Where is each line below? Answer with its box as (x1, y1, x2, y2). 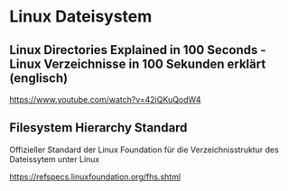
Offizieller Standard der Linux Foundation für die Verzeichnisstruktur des (9, 144, 280, 155)
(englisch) (9, 70, 69, 86)
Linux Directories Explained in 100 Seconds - (9, 42, 266, 58)
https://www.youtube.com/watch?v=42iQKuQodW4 (9, 95, 201, 105)
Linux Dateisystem (9, 6, 153, 27)
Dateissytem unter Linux (9, 153, 100, 164)
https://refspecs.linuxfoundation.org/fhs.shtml (9, 171, 181, 182)
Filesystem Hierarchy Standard (9, 120, 188, 136)
